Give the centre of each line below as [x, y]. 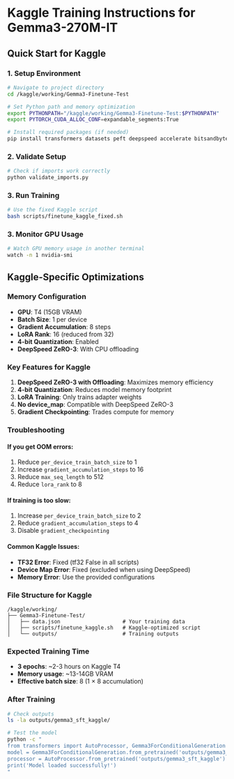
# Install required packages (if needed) [68, 133]
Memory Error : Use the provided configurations [86, 577]
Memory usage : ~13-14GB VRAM [65, 674]
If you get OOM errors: [40, 446]
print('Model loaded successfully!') [62, 765]
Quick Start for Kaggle [57, 53]
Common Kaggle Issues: [44, 547]
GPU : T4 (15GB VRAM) [49, 312]
